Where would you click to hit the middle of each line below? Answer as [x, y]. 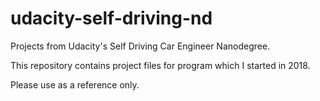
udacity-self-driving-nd [111, 18]
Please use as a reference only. [75, 84]
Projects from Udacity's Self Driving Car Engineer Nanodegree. [140, 46]
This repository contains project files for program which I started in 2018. [160, 65]
